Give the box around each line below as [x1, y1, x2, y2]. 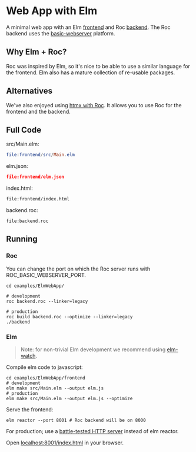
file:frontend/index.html [6, 196, 69, 202]
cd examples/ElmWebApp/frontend [6, 375, 85, 381]
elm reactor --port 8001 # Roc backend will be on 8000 [6, 417, 146, 423]
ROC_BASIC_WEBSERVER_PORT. [6, 271, 87, 278]
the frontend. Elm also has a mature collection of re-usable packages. [6, 69, 175, 76]
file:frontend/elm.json [6, 174, 65, 180]
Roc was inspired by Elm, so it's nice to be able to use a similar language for [6, 62, 190, 70]
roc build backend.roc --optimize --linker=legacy [6, 314, 133, 319]
